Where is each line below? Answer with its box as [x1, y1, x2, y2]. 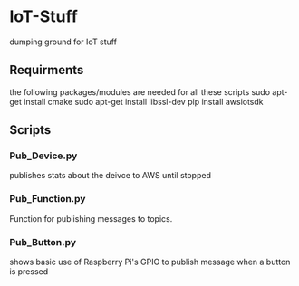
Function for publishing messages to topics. [9, 213, 173, 224]
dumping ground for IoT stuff [9, 36, 118, 47]
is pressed [9, 266, 49, 277]
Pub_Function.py [9, 193, 86, 205]
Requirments [9, 62, 84, 78]
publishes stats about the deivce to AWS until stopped [9, 170, 211, 181]
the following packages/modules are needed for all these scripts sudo [9, 86, 270, 97]
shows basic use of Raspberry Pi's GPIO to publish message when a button [9, 256, 291, 268]
